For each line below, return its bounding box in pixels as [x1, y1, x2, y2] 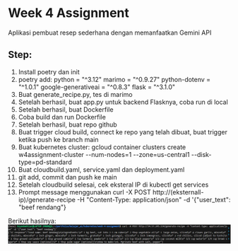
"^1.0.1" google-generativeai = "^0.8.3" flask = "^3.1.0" [18, 83, 176, 91]
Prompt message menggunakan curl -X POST [18, 187, 151, 196]
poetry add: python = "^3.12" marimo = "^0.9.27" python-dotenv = [18, 75, 211, 83]
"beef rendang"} [18, 203, 66, 211]
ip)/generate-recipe [18, 195, 76, 204]
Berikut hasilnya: [8, 216, 56, 225]
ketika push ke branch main [18, 135, 99, 144]
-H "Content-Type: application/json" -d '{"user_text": [77, 195, 231, 204]
